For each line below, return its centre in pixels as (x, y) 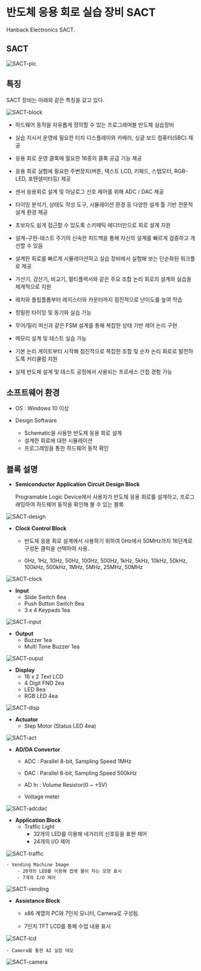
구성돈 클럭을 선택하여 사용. (56, 548)
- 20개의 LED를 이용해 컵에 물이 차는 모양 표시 (70, 871)
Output (24, 634)
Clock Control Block (41, 528)
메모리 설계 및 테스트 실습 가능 (51, 338)
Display (25, 670)
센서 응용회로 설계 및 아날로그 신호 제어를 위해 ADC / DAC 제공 (89, 192)
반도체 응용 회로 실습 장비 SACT (81, 12)
